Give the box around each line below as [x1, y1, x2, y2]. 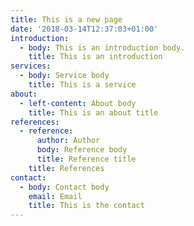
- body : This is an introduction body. [19, 42, 186, 53]
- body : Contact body [19, 182, 110, 192]
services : [10, 61, 52, 71]
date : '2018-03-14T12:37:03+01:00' [10, 24, 159, 34]
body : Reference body [36, 145, 128, 155]
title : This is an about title [28, 107, 159, 118]
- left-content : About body [19, 98, 137, 108]
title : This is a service [28, 80, 137, 90]
